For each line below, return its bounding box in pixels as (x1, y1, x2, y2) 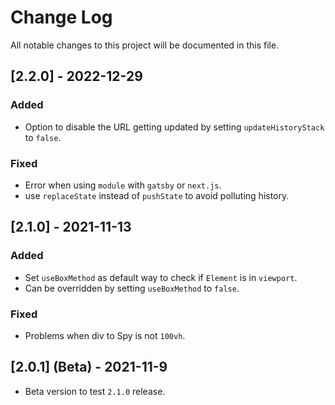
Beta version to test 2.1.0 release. (24, 385, 166, 397)
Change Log (10, 6, 113, 29)
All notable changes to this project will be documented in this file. (10, 39, 280, 51)
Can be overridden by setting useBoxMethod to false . (24, 282, 240, 294)
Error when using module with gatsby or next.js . (24, 179, 222, 191)
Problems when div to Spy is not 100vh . (24, 329, 186, 341)
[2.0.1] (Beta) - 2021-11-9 (10, 359, 168, 376)
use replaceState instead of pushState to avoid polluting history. (24, 189, 290, 201)
